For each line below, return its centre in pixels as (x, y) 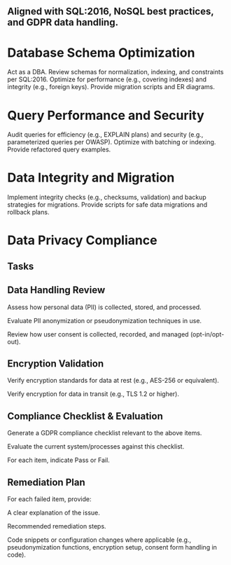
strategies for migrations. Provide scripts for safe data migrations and (107, 205)
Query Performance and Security (106, 115)
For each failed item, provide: (49, 499)
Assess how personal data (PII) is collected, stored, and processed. (104, 307)
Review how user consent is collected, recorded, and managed (98, 334)
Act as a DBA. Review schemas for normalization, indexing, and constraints (115, 72)
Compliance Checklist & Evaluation (85, 416)
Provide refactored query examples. (59, 149)
